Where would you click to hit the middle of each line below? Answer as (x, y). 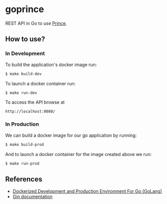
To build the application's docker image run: (51, 65)
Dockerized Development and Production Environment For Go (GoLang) (87, 191)
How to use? (25, 39)
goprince (25, 9)
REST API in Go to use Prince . (36, 23)
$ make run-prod (22, 163)
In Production (22, 124)
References (24, 179)
